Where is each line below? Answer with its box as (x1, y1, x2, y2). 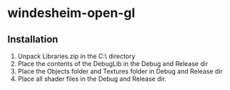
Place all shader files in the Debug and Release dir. (17, 74, 167, 83)
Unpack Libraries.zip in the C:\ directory (17, 52, 135, 60)
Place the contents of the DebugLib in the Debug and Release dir (17, 60, 209, 68)
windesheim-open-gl (7, 5, 135, 21)
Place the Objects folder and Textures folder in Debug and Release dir (17, 67, 223, 75)
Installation (7, 33, 58, 45)
